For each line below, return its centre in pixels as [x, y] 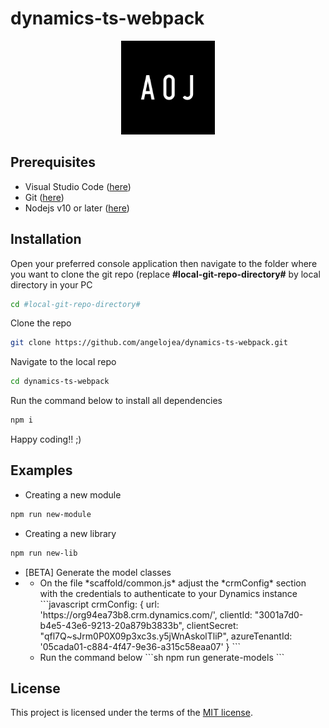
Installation [46, 239]
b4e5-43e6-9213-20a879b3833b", [112, 625]
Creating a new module [73, 494]
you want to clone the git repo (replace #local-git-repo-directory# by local [165, 274]
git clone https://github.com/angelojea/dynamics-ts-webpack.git [149, 343]
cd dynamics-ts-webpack [60, 382]
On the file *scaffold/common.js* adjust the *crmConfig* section [173, 583]
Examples [41, 470]
